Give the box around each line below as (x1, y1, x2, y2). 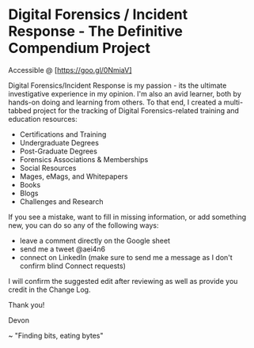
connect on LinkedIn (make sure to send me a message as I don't (19, 252, 233, 262)
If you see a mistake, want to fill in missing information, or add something (8, 212, 247, 221)
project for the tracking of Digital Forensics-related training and (32, 105, 240, 115)
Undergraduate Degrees (19, 138, 99, 147)
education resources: (8, 114, 78, 123)
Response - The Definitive (8, 22, 184, 40)
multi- (223, 97, 244, 107)
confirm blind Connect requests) (19, 261, 127, 270)
